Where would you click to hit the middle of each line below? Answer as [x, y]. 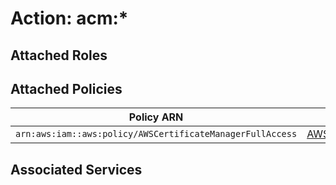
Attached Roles [59, 55]
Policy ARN [156, 117]
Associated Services [76, 169]
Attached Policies [66, 88]
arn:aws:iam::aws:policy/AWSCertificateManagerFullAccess [156, 134]
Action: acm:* [69, 18]
